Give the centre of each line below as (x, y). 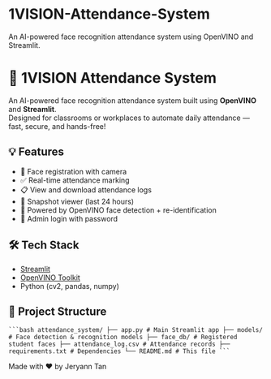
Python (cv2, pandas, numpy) (70, 286)
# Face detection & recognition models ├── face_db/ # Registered (123, 338)
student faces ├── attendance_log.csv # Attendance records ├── (119, 345)
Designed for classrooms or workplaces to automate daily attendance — (129, 118)
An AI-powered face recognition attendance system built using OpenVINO (133, 100)
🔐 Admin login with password (69, 218)
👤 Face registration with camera (73, 171)
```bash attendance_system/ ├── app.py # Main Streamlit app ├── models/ (136, 330)
